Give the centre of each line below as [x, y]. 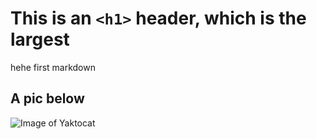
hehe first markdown [53, 67]
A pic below [47, 98]
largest [40, 39]
